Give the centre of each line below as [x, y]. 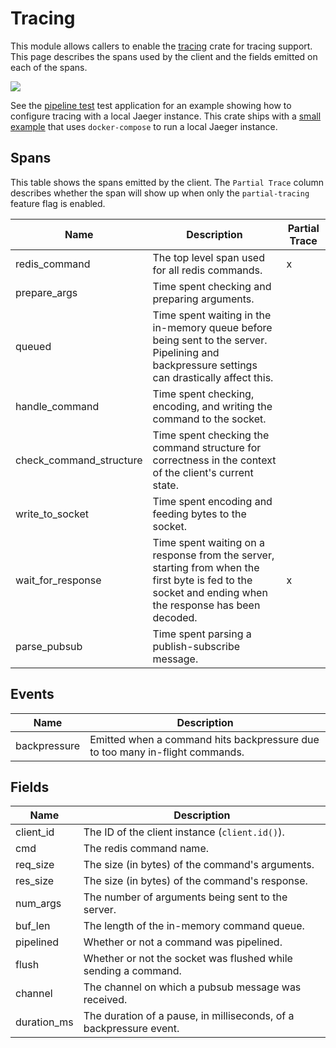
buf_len [33, 926]
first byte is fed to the [202, 580]
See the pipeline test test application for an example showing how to [151, 105]
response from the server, [213, 555]
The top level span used [208, 257]
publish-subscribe [196, 646]
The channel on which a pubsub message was [192, 987]
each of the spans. [49, 67]
